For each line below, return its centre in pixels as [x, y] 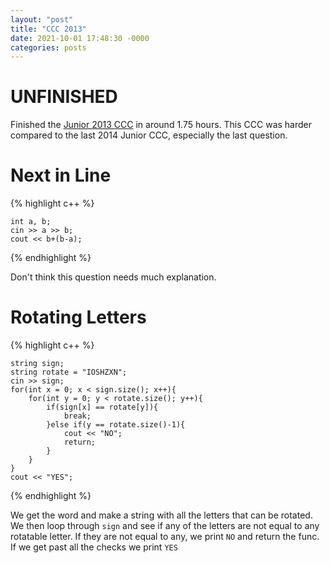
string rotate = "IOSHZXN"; [69, 372]
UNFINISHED [64, 97]
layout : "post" [42, 19]
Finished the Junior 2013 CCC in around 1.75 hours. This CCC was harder [161, 125]
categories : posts [48, 47]
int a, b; [31, 222]
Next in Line [61, 175]
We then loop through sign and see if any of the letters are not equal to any [165, 526]
